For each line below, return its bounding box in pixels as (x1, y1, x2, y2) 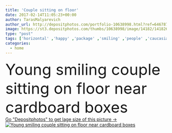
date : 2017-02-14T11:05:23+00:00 (5, 12, 77, 17)
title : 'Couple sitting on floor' (5, 7, 79, 13)
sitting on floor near (5, 78, 147, 98)
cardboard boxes (5, 97, 128, 117)
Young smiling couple (5, 59, 161, 79)
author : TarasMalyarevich (5, 17, 60, 22)
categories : (5, 41, 31, 46)
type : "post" (5, 31, 33, 36)
